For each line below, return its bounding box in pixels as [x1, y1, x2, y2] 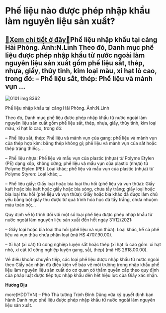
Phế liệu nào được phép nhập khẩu [5, 5, 150, 16]
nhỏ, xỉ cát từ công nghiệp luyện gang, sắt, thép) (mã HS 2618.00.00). [5, 247, 148, 253]
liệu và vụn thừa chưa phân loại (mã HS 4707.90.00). [5, 232, 113, 238]
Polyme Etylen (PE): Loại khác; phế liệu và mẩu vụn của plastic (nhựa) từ [5, 166, 154, 171]
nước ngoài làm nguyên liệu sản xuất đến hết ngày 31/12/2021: [5, 217, 133, 223]
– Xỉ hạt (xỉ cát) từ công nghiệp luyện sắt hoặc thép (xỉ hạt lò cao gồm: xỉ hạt [5, 242, 161, 247]
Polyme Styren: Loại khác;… [5, 171, 63, 177]
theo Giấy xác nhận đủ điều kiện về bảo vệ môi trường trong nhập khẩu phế [5, 262, 160, 268]
